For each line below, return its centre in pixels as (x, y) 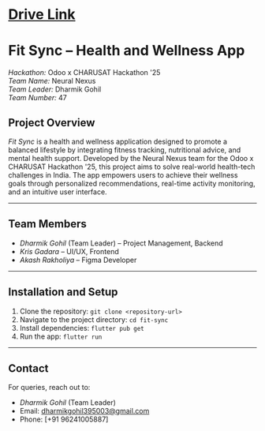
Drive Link (42, 15)
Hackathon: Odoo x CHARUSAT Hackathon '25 (84, 73)
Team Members (47, 224)
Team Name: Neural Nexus (52, 81)
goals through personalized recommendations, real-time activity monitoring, (132, 183)
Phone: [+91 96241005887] (64, 419)
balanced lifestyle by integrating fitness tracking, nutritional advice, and (125, 150)
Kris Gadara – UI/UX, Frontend (69, 251)
